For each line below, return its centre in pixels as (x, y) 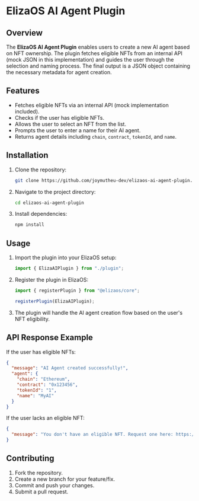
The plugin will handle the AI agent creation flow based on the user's (99, 312)
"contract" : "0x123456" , (47, 385)
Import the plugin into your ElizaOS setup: (65, 258)
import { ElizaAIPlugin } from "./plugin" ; (69, 269)
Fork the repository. (39, 473)
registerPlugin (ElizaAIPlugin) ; (54, 301)
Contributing (30, 459)
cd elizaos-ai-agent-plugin (49, 203)
